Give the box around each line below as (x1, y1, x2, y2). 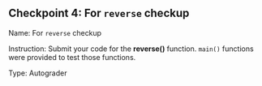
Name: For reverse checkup (8, 28, 102, 37)
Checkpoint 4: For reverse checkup (8, 6, 190, 20)
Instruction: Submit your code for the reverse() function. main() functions (8, 44, 254, 54)
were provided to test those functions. (8, 52, 136, 62)
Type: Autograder (8, 68, 67, 78)
